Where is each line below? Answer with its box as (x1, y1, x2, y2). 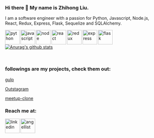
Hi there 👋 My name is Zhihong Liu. (5, 4, 89, 11)
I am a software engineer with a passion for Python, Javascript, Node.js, (5, 15, 150, 21)
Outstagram (5, 86, 29, 92)
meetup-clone (5, 95, 34, 101)
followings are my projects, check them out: (5, 66, 111, 72)
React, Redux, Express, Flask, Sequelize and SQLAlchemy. (5, 20, 122, 26)
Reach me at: (5, 107, 37, 114)
